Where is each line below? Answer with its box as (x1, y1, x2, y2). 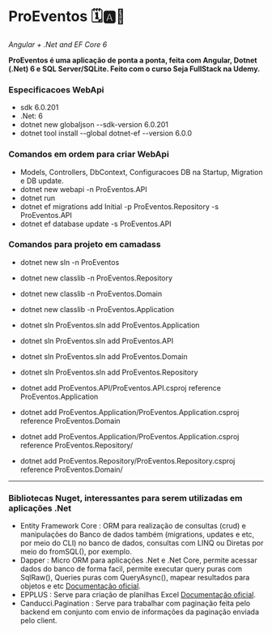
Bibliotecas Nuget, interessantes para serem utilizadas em (8, 492, 243, 503)
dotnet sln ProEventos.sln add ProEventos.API (19, 336, 174, 345)
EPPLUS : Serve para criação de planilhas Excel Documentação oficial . (19, 590, 257, 600)
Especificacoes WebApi (8, 83, 104, 95)
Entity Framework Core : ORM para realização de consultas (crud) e (19, 521, 247, 531)
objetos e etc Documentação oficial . (19, 581, 142, 591)
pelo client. (19, 616, 58, 626)
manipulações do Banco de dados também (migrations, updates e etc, (19, 529, 255, 540)
